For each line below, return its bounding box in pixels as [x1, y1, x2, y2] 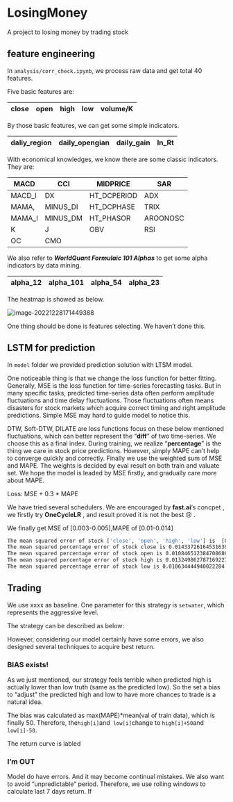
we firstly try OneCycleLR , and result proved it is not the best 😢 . [7, 510, 196, 518]
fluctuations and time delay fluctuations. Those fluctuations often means [7, 396, 214, 404]
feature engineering [7, 48, 96, 60]
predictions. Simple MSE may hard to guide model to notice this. [7, 411, 191, 419]
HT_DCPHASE [89, 202, 135, 211]
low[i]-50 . [7, 726, 37, 735]
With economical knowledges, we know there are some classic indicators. [7, 155, 218, 163]
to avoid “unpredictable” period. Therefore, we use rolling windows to [7, 780, 206, 788]
